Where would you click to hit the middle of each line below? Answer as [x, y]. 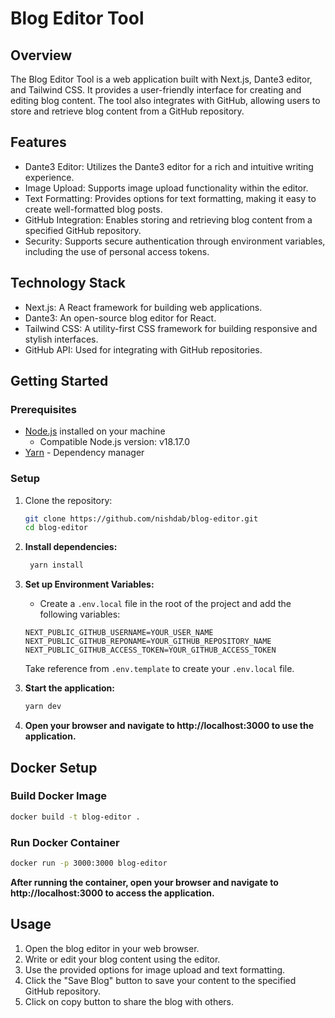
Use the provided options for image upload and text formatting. [155, 969]
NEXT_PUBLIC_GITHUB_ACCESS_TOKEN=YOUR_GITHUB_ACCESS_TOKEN [150, 650]
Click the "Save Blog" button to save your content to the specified [160, 980]
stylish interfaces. [61, 339]
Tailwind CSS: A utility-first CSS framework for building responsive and [171, 328]
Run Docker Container [65, 842]
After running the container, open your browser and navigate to [144, 882]
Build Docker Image [59, 796]
